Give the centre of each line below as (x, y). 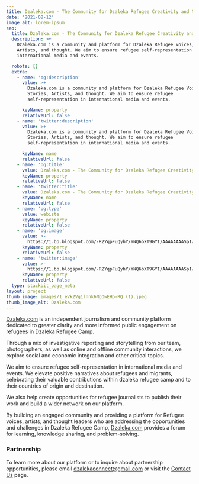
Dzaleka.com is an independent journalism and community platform (89, 319)
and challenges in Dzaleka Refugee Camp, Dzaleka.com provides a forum (96, 428)
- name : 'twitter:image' (47, 258)
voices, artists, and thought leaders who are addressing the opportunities (96, 421)
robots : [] (25, 66)
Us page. (17, 475)
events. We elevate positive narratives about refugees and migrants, (89, 373)
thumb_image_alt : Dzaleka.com (44, 302)
